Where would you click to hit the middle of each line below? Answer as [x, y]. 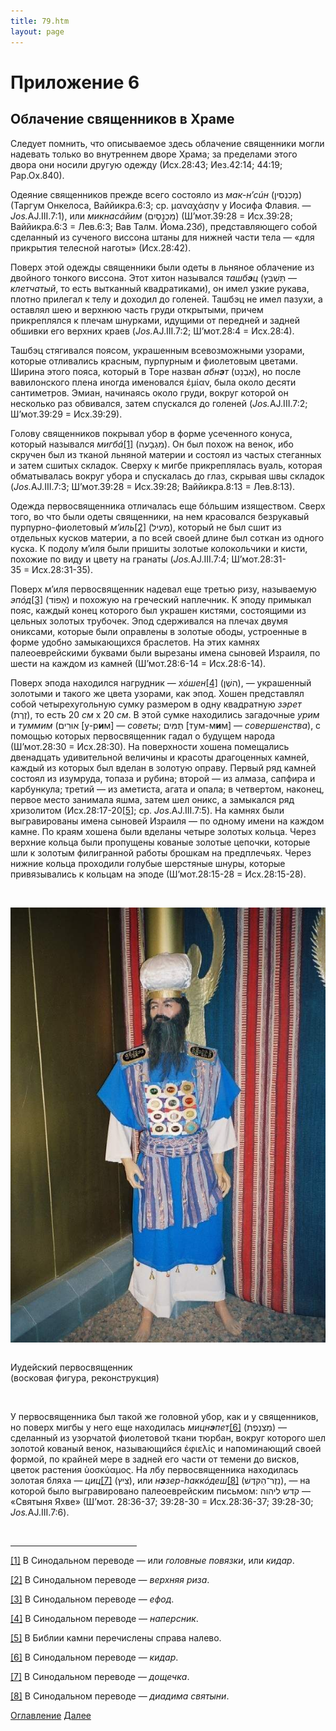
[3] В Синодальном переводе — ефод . [92, 1599]
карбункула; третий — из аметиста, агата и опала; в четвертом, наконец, [167, 789]
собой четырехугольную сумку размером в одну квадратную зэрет [156, 704]
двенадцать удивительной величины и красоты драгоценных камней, [160, 757]
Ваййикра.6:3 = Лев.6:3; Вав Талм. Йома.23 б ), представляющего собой [164, 226]
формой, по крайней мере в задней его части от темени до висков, [155, 1459]
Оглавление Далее [51, 1715]
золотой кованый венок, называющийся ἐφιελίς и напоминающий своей [166, 1448]
